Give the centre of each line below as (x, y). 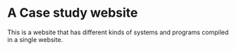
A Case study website (73, 13)
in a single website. (35, 39)
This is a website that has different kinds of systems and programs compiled (118, 32)
